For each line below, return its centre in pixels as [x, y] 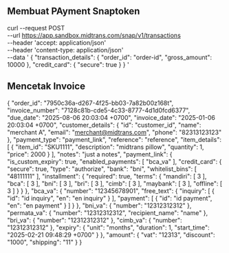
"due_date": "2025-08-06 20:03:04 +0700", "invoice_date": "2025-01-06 [111, 117]
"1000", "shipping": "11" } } [45, 242]
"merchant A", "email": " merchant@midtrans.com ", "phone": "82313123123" [115, 132]
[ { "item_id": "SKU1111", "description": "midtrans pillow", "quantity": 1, [106, 147]
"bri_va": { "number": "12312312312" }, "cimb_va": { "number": [95, 220]
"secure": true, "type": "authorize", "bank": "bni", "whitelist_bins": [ [102, 169]
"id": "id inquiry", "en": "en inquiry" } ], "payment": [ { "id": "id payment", [110, 198]
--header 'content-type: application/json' [65, 50]
